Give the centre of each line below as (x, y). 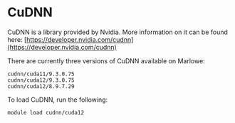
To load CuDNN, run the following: (58, 100)
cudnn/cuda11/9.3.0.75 (41, 74)
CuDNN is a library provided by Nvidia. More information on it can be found (117, 32)
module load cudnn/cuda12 (46, 112)
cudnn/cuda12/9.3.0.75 (41, 80)
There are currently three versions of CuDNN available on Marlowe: (106, 60)
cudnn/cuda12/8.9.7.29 (41, 86)
